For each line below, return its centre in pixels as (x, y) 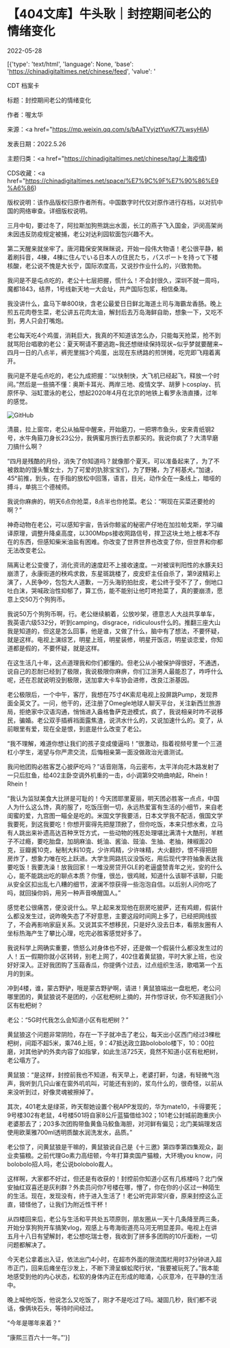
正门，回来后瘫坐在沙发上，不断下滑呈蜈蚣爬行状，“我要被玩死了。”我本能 (116, 1268)
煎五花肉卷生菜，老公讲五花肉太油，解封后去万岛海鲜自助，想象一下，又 (109, 312)
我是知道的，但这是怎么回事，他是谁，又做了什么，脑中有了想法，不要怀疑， (115, 631)
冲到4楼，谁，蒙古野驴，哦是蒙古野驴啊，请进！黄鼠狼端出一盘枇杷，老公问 (114, 988)
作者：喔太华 (25, 115)
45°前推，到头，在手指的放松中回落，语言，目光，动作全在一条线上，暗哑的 (114, 478)
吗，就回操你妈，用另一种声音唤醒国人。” (64, 893)
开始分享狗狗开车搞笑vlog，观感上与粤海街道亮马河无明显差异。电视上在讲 (112, 1227)
